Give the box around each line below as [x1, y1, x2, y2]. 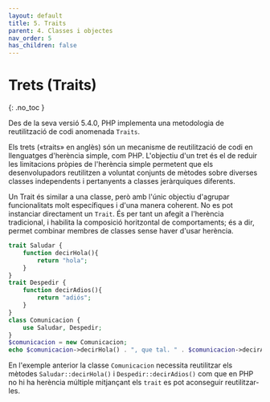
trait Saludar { [8, 242, 63, 250]
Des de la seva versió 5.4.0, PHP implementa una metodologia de [8, 118, 225, 128]
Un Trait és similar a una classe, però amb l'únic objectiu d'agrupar [8, 192, 231, 201]
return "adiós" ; [37, 294, 92, 302]
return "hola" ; [37, 256, 88, 265]
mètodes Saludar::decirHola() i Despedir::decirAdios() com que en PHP [8, 369, 254, 379]
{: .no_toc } [8, 103, 45, 112]
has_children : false [8, 42, 78, 50]
